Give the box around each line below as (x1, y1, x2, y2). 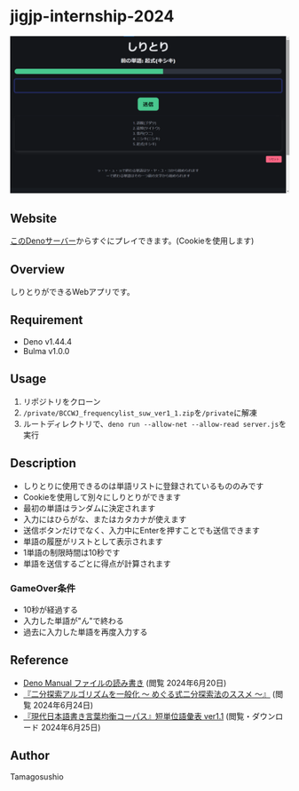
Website (10, 210, 57, 225)
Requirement (10, 312, 83, 328)
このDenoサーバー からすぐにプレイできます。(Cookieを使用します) (10, 235, 255, 246)
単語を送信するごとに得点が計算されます (22, 558, 171, 569)
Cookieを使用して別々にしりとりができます (22, 491, 181, 502)
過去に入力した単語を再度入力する (22, 626, 148, 637)
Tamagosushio (10, 771, 65, 782)
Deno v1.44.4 (22, 336, 72, 347)
